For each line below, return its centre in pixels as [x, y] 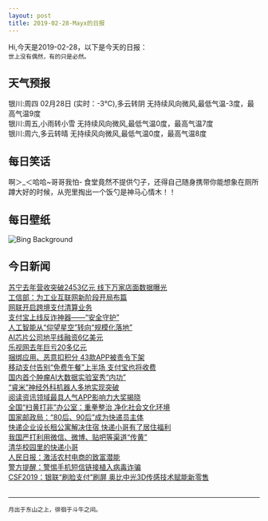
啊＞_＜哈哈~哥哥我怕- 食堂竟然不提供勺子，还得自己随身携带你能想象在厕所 [134, 182]
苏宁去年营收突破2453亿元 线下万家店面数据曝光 [88, 287]
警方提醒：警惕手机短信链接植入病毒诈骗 [75, 467]
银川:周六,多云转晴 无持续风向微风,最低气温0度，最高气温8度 [108, 133]
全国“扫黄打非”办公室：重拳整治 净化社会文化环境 [89, 407]
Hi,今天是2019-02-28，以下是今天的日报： [78, 47]
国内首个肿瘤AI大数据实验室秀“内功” [67, 377]
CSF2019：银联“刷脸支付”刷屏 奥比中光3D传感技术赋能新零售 [109, 477]
